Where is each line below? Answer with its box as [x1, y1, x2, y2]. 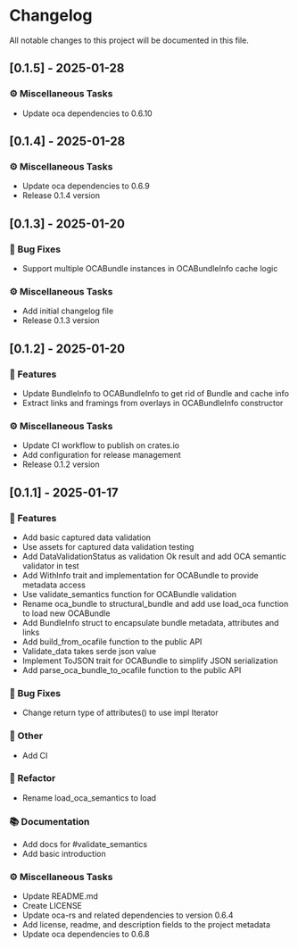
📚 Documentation [9, 815, 90, 827]
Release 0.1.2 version [21, 459, 100, 470]
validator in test [21, 560, 79, 571]
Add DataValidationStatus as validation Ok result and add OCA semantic [21, 551, 287, 561]
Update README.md [21, 891, 98, 902]
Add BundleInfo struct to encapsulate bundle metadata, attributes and [21, 617, 279, 628]
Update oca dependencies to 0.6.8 [21, 929, 150, 940]
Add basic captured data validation [21, 532, 152, 543]
